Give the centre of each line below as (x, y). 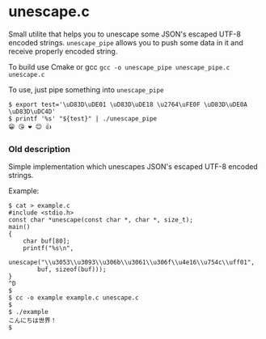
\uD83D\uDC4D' (32, 112)
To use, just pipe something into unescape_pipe (86, 89)
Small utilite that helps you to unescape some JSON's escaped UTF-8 (125, 34)
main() (19, 227)
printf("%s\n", (49, 248)
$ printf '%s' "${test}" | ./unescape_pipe (83, 119)
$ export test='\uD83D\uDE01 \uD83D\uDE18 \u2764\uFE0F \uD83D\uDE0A (128, 104)
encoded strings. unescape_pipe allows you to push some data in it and (126, 42)
